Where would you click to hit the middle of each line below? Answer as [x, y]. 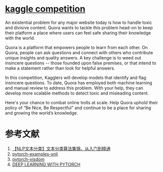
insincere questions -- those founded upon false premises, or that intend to [81, 63]
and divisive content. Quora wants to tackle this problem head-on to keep [79, 27]
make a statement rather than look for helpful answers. [60, 68]
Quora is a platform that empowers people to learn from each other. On [76, 47]
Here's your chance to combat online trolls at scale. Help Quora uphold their [81, 102]
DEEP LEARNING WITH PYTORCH [46, 164]
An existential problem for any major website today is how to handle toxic [79, 22]
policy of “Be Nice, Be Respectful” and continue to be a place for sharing [78, 108]
